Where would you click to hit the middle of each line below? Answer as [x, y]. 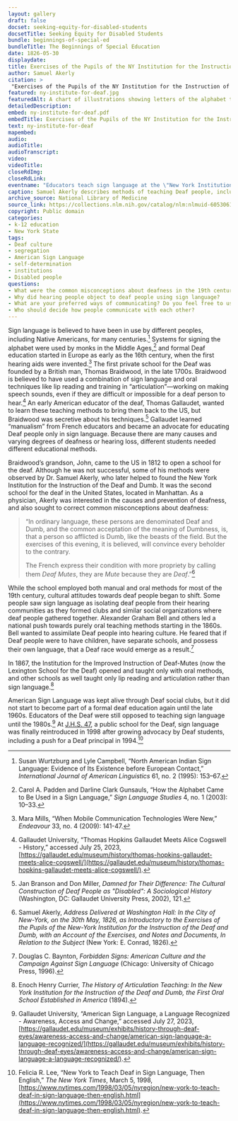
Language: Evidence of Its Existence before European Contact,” [111, 768]
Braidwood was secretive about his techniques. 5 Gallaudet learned [105, 419]
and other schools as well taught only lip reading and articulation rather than [119, 678]
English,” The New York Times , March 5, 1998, [85, 1080]
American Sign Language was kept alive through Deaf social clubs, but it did [119, 700]
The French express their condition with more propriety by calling [120, 565]
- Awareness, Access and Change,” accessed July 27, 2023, [106, 1021]
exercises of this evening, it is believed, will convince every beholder [125, 544]
